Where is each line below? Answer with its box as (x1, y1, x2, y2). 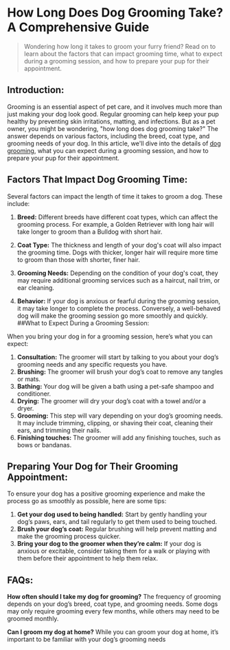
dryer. (16, 404, 34, 412)
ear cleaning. (16, 283, 55, 292)
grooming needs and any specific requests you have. (16, 360, 168, 368)
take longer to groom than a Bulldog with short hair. (16, 227, 163, 236)
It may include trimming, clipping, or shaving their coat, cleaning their (16, 418, 214, 427)
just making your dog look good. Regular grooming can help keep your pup (7, 110, 220, 118)
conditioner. (16, 389, 51, 398)
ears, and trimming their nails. (16, 426, 102, 434)
